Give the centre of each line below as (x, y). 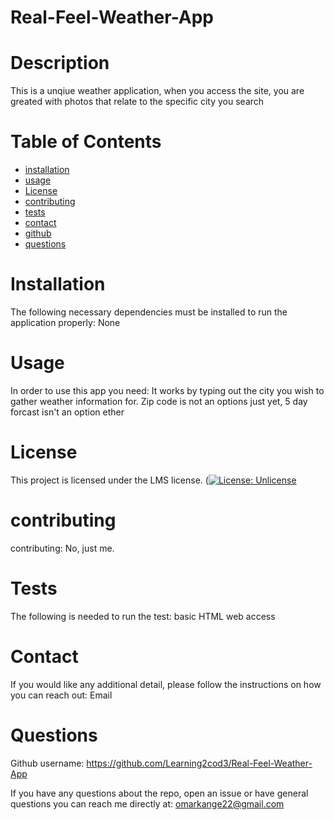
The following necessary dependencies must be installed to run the (149, 312)
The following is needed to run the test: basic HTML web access (143, 616)
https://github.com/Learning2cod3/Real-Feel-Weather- (199, 763)
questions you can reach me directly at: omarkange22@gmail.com (147, 803)
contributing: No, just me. (62, 548)
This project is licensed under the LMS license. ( (109, 480)
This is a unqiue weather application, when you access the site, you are (157, 91)
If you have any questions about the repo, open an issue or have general (159, 793)
